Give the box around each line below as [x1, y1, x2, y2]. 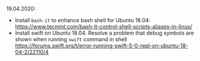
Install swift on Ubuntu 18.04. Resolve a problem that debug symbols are [14, 29, 194, 36]
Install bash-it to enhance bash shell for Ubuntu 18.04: [14, 17, 151, 23]
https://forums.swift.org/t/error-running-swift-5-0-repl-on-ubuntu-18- [14, 42, 189, 49]
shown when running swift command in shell [14, 36, 127, 42]
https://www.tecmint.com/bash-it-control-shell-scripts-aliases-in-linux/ [14, 23, 192, 30]
